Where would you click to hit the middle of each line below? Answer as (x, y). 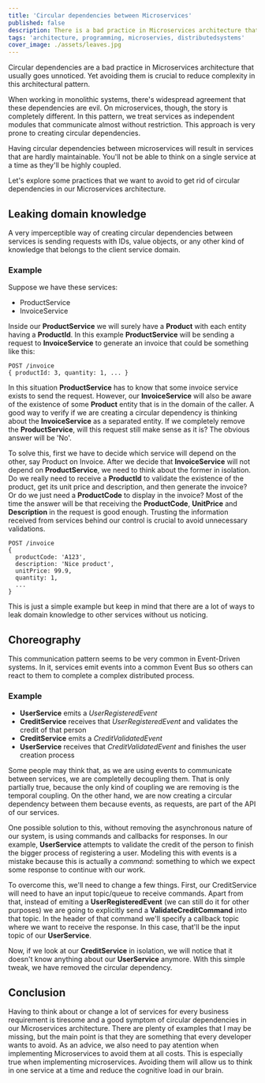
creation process (47, 755)
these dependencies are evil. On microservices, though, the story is (118, 108)
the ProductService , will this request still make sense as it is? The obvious (129, 430)
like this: (22, 352)
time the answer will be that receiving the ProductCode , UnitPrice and (123, 504)
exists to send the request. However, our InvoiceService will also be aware (130, 396)
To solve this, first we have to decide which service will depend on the (122, 453)
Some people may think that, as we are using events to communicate (120, 771)
